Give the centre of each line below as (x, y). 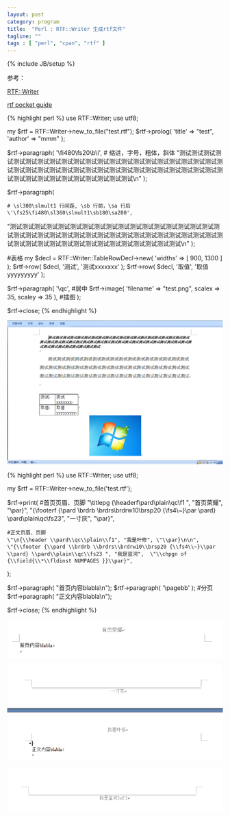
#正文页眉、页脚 (27, 533)
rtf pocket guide (30, 105)
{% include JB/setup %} (41, 64)
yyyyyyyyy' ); (26, 275)
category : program (33, 22)
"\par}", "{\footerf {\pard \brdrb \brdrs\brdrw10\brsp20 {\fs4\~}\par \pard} (112, 510)
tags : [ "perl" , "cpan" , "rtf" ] (56, 44)
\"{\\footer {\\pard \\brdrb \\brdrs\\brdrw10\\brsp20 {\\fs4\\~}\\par (111, 547)
